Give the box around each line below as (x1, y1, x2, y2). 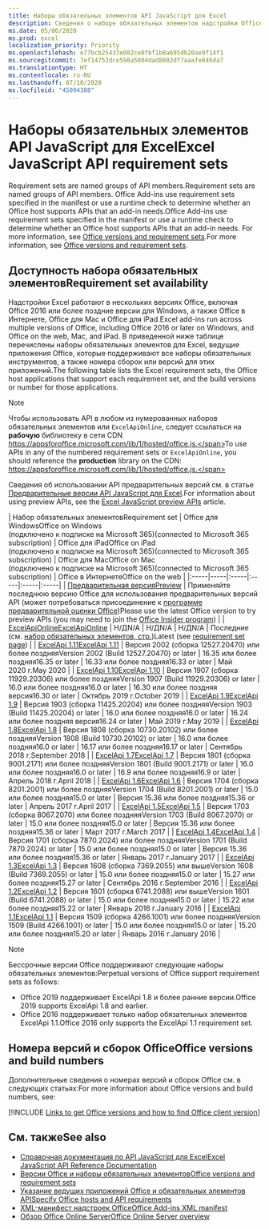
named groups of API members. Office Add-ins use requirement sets (8, 190, 235, 199)
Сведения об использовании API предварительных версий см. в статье (8, 480, 255, 490)
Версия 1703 (207, 802, 250, 811)
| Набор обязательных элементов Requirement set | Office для (8, 513, 219, 522)
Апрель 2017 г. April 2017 (29, 802, 112, 811)
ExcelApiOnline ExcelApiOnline (8, 623, 108, 633)
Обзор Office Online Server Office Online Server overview (19, 1211, 211, 1221)
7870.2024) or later (8, 844, 73, 854)
